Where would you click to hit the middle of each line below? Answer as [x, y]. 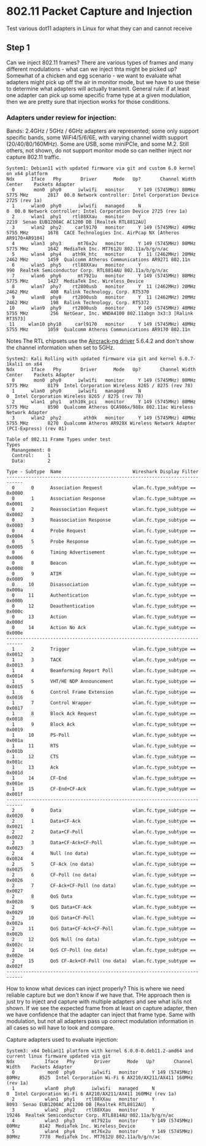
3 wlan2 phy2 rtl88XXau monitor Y [83, 1110]
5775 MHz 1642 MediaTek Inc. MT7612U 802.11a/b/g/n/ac [87, 249]
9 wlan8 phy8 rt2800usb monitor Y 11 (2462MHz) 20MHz [104, 297]
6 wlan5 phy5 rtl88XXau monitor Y [76, 265]
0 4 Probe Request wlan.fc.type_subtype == [104, 531]
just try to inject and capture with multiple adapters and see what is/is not [99, 1002]
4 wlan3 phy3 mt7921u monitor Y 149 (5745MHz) [102, 1121]
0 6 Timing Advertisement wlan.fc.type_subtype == [104, 552]
